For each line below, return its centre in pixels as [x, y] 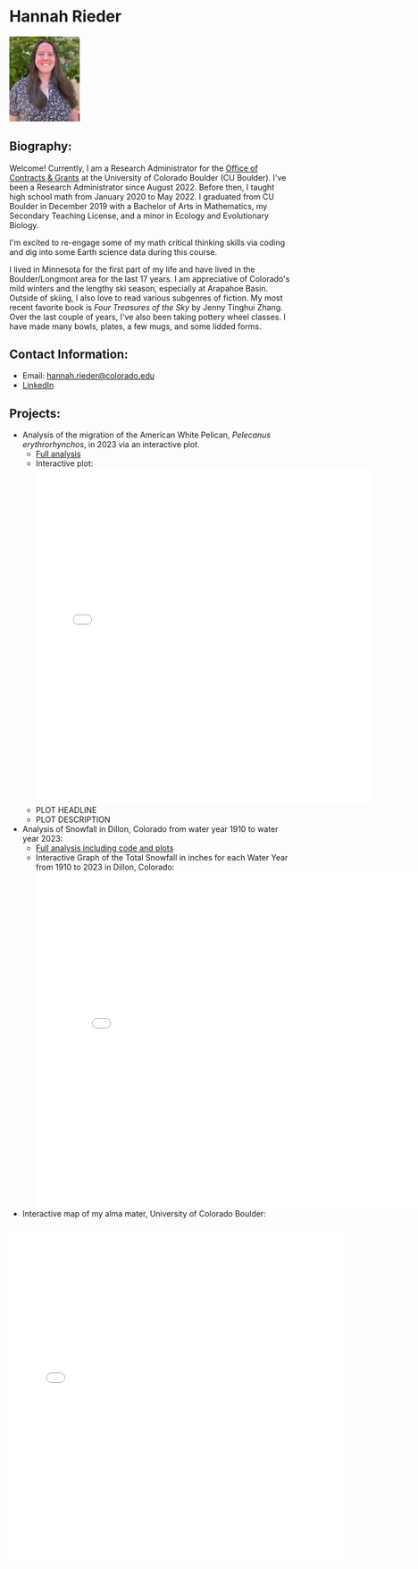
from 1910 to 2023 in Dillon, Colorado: [105, 867]
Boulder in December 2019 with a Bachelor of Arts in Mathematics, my [138, 206]
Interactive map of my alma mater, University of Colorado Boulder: [144, 1214]
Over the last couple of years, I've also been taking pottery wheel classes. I [147, 317]
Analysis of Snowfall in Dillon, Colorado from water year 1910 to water [150, 829]
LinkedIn [38, 386]
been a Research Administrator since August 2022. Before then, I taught [142, 187]
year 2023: [42, 839]
